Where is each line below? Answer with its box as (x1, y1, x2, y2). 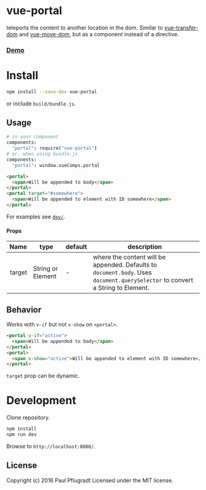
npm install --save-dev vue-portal (6, 88, 97, 95)
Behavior (6, 304, 42, 315)
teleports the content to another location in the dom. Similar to (6, 24, 164, 31)
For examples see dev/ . (6, 213, 66, 220)
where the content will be (93, 253, 166, 261)
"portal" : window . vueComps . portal (12, 162, 100, 169)
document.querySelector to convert (93, 276, 193, 285)
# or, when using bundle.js (6, 151, 78, 157)
